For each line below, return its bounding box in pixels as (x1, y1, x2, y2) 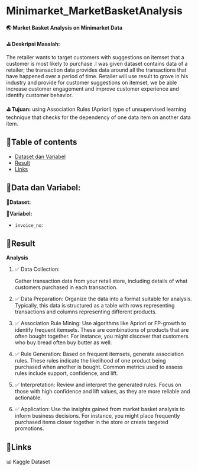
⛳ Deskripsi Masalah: (6, 40, 60, 47)
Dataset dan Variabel (14, 153, 66, 160)
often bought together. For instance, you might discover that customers (14, 333, 189, 340)
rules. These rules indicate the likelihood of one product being (14, 357, 167, 364)
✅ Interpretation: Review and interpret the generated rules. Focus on (14, 381, 181, 389)
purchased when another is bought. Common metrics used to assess (14, 363, 183, 371)
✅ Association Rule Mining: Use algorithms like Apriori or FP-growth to (14, 320, 186, 327)
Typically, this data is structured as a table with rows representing (14, 302, 175, 309)
